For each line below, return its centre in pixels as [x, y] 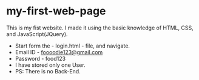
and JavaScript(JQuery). [37, 34]
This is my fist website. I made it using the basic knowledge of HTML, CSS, [100, 28]
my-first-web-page [56, 11]
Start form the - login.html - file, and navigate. [73, 46]
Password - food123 [40, 58]
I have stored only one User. [50, 65]
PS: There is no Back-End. [48, 71]
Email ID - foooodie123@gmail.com [59, 52]
